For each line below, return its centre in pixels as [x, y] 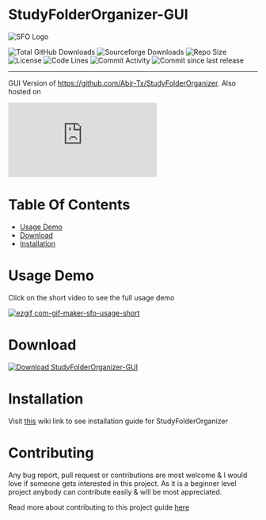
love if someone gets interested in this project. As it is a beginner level [122, 483]
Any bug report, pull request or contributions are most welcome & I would [128, 475]
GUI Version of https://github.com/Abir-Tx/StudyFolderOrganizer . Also [122, 83]
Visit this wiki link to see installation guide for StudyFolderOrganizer [118, 421]
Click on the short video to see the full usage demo [91, 297]
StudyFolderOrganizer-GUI [98, 15]
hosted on [25, 91]
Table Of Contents [69, 205]
